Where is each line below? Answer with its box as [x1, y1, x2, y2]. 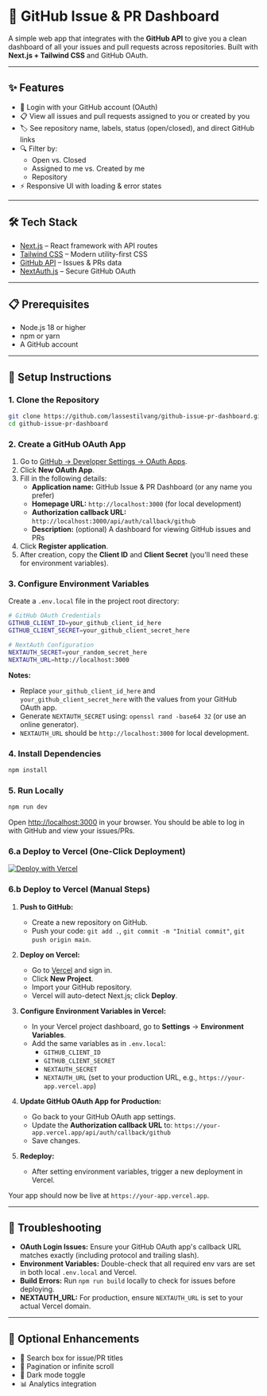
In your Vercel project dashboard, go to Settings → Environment [31, 1021, 244, 1031]
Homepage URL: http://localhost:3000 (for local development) [31, 499, 242, 509]
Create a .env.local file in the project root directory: [8, 596, 180, 606]
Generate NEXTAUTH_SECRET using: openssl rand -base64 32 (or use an [19, 711, 246, 721]
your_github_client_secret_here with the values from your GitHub [19, 694, 237, 704]
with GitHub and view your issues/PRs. [8, 826, 135, 836]
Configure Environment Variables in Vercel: [19, 1006, 167, 1016]
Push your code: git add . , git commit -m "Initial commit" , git [31, 926, 245, 935]
